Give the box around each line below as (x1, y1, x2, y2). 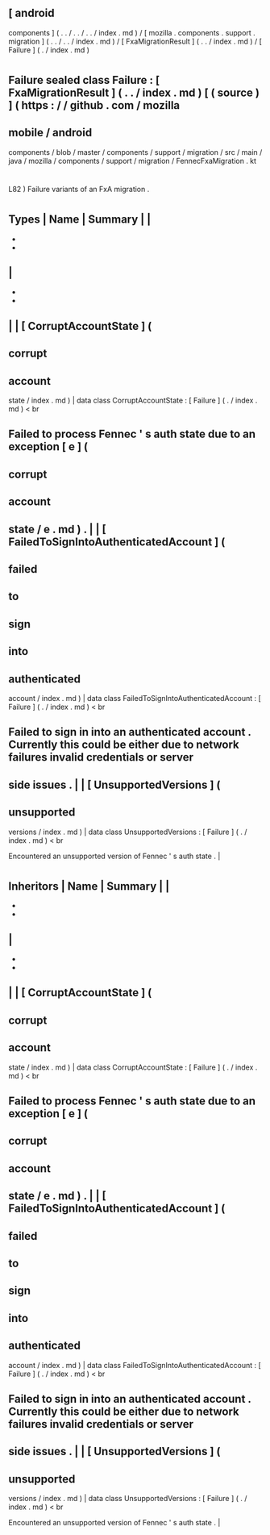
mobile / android (8, 126, 93, 140)
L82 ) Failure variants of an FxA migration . (8, 185, 150, 194)
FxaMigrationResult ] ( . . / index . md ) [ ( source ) (8, 86, 260, 99)
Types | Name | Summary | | (8, 213, 152, 227)
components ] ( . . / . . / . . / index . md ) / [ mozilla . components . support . (8, 27, 255, 37)
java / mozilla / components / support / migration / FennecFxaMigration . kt (8, 156, 256, 165)
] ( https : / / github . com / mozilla (8, 98, 181, 112)
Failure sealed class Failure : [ (8, 73, 160, 87)
